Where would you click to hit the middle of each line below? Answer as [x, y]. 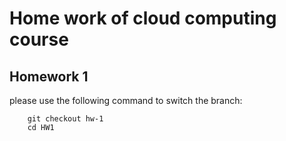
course [39, 39]
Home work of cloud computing [143, 18]
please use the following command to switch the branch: [126, 100]
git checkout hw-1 [65, 119]
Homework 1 [49, 76]
